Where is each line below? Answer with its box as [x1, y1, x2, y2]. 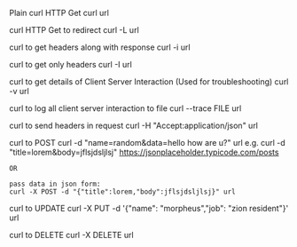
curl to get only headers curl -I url [9, 60, 133, 69]
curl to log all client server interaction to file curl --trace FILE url [9, 103, 242, 114]
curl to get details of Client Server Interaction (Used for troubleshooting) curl [9, 76, 289, 87]
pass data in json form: [9, 179, 101, 188]
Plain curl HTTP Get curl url [9, 8, 109, 18]
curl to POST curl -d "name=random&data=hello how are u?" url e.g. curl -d [9, 138, 285, 147]
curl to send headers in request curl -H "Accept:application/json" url [9, 120, 259, 131]
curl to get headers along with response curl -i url [9, 42, 191, 52]
